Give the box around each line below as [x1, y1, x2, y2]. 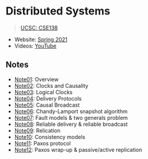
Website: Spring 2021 [14, 36, 67, 43]
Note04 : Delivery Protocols [14, 95, 82, 102]
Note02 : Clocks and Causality [14, 82, 88, 89]
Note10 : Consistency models [14, 133, 85, 140]
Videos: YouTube [14, 42, 57, 49]
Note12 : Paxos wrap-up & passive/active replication [14, 146, 143, 153]
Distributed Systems [5, 4, 111, 18]
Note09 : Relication [14, 126, 61, 134]
